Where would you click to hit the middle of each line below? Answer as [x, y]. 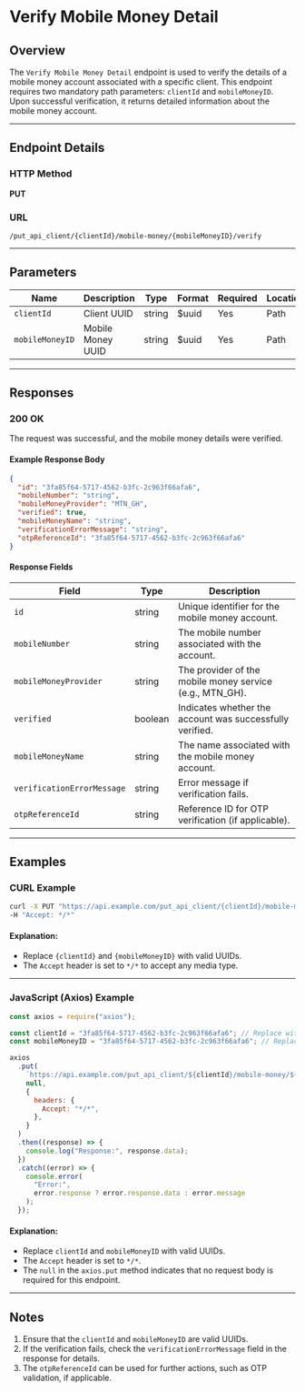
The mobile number [220, 632]
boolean [152, 719]
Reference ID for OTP [224, 809]
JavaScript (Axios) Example [72, 998]
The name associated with [234, 745]
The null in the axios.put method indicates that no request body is [148, 1270]
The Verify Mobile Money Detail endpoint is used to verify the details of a [148, 72]
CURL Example [43, 888]
